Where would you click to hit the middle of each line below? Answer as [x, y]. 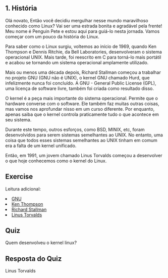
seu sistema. [18, 120]
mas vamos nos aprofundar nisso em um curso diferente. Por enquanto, [80, 109]
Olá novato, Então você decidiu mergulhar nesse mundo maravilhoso [77, 20]
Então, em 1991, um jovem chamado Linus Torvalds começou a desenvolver [84, 155]
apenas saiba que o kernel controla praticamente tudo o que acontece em [82, 114]
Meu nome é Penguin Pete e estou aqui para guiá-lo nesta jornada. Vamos [82, 31]
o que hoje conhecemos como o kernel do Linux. [56, 161]
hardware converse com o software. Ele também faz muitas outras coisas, [82, 104]
